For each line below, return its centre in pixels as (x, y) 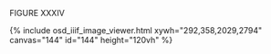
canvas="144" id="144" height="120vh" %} (91, 40)
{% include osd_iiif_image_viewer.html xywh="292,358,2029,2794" (136, 30)
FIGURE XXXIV (37, 13)
